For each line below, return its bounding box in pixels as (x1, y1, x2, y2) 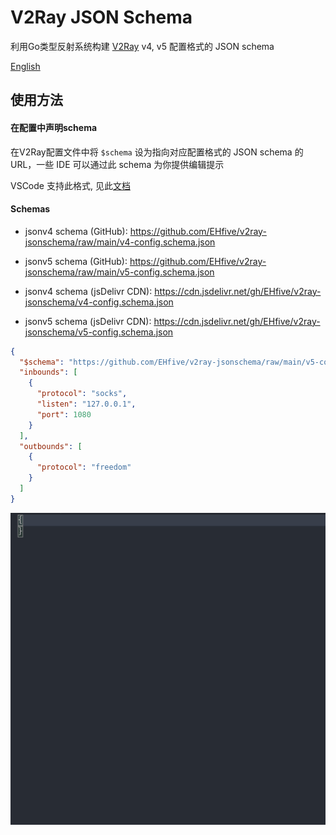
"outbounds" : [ (19, 441, 83, 451)
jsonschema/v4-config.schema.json (24, 296, 174, 308)
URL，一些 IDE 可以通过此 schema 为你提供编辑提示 (10, 158, 225, 170)
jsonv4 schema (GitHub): (24, 225, 128, 237)
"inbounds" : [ (19, 367, 78, 378)
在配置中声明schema (10, 121, 98, 133)
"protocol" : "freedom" (36, 462, 132, 473)
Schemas (10, 203, 51, 215)
